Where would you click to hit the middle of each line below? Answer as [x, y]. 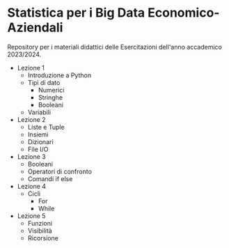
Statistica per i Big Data [76, 13]
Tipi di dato [44, 82]
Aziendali [35, 28]
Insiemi [38, 134]
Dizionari [40, 141]
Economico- [183, 13]
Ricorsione [43, 238]
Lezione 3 [32, 156]
